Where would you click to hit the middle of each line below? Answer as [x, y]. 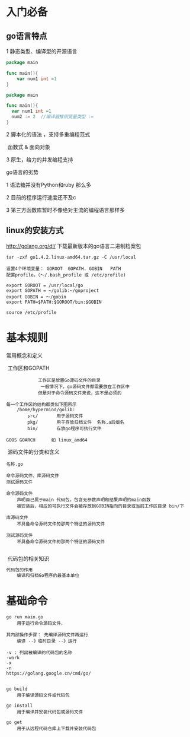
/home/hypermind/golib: [46, 409]
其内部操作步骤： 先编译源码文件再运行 [47, 635]
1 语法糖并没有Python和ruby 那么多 [49, 185]
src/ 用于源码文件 [55, 416]
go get [14, 722]
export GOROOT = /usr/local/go [45, 285]
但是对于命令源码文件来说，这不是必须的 [80, 393]
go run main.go [25, 617]
